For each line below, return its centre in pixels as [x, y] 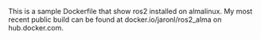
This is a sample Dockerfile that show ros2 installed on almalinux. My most [130, 11]
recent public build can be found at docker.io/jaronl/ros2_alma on [115, 19]
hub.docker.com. [36, 28]
